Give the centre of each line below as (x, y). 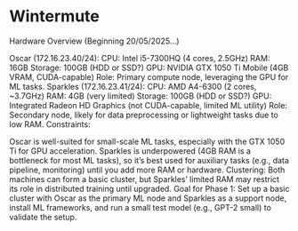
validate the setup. (43, 217)
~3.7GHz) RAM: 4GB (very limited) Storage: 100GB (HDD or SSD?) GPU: (141, 96)
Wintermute (54, 16)
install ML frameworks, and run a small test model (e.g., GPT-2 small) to (140, 207)
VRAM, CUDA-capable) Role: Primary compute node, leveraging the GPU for (149, 76)
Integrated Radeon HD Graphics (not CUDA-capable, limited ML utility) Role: (148, 105)
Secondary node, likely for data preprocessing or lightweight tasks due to (144, 115)
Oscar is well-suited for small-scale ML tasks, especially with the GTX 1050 (147, 141)
